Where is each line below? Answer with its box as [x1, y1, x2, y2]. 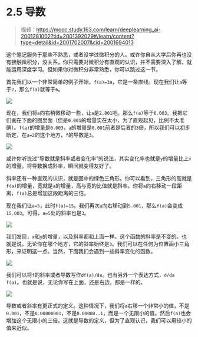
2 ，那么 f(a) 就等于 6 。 [11, 85, 64, 92]
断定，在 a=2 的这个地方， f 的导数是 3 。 [6, 131, 97, 138]
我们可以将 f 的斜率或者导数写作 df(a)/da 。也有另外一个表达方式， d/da [6, 271, 175, 278]
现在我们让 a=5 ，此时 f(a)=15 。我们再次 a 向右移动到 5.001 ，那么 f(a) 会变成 [6, 201, 183, 209]
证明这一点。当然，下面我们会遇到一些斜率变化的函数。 [21, 247, 156, 255]
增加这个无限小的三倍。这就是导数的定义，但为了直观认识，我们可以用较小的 [6, 316, 192, 324]
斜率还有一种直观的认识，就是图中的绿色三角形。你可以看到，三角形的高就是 [6, 174, 192, 181]
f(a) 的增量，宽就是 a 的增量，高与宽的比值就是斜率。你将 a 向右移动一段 [6, 182, 177, 189]
